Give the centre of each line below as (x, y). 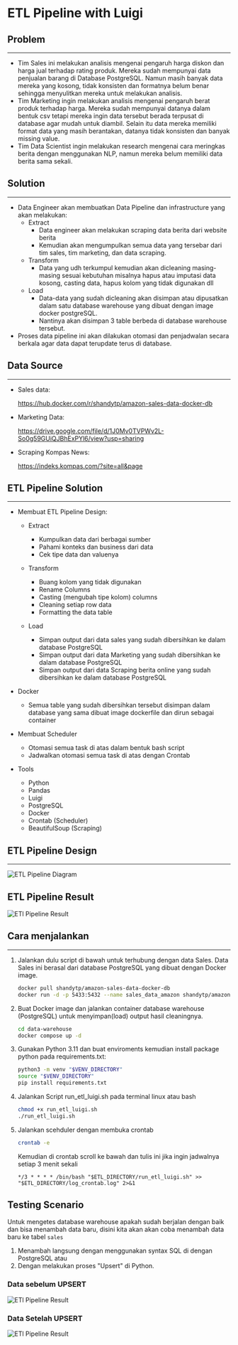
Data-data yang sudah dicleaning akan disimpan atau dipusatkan (134, 298)
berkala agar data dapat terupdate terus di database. (95, 343)
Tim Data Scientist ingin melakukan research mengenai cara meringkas (121, 146)
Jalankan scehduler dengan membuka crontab (85, 1130)
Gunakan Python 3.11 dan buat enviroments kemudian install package (118, 1049)
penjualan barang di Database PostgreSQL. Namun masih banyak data (120, 78)
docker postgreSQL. (68, 313)
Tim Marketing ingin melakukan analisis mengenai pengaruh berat (114, 101)
